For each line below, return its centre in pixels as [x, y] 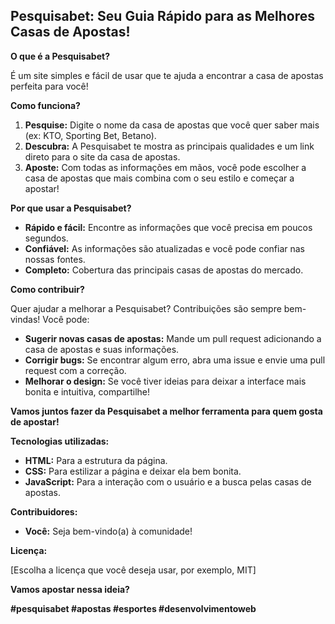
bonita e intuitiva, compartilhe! [87, 391]
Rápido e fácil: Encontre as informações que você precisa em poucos [168, 227]
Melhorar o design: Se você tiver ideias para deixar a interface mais [165, 381]
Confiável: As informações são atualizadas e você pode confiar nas [164, 248]
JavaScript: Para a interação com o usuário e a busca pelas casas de [168, 481]
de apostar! [35, 421]
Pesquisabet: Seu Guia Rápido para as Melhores [162, 16]
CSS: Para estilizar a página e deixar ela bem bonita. [133, 471]
